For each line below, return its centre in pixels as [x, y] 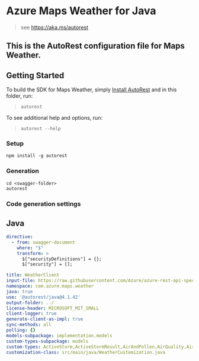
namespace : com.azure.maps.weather [50, 286]
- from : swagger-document [44, 242]
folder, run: [20, 96]
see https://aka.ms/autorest [54, 27]
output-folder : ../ [30, 303]
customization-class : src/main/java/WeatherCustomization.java [86, 352]
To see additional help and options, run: [54, 118]
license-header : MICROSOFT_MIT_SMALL [53, 308]
